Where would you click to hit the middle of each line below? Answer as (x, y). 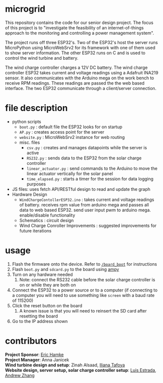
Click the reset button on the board (47, 305)
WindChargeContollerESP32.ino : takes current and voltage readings (87, 200)
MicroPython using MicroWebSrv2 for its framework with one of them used (80, 47)
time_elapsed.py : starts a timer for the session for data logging (90, 179)
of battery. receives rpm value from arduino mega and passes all (84, 204)
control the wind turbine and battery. (42, 58)
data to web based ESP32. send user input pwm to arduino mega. (85, 210)
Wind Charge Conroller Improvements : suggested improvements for (88, 225)
